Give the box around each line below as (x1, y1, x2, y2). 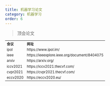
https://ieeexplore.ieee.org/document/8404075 (26, 53, 104, 58)
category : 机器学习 (5, 12, 42, 17)
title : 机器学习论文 (5, 7, 43, 12)
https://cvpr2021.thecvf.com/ (26, 69, 75, 74)
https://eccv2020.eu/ (26, 75, 62, 80)
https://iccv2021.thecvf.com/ (26, 64, 75, 69)
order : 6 (5, 16, 23, 21)
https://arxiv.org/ (26, 58, 54, 63)
